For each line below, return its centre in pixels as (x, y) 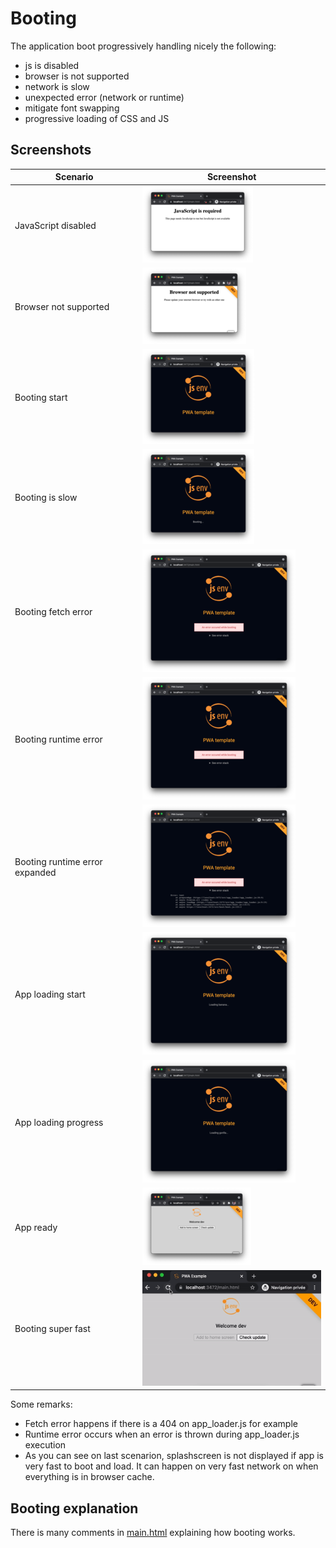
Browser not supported (62, 306)
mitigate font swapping (72, 108)
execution (45, 1445)
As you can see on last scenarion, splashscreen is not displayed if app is (174, 1456)
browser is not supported (77, 76)
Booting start (41, 397)
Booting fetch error (53, 611)
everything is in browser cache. (89, 1477)
